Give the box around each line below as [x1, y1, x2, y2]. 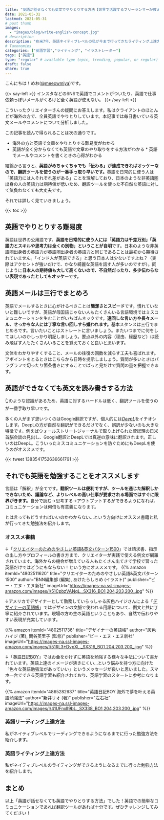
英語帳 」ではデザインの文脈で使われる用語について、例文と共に [26, 604, 154, 610]
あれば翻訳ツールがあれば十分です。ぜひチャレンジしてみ [43, 804, 159, 810]
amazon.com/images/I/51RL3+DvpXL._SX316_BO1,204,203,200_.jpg [5, 643, 142, 649]
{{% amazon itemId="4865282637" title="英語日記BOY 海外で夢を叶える [5, 688, 151, 694]
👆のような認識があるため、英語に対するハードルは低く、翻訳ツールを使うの [5, 398, 159, 404]
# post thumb [5, 21, 32, 26]
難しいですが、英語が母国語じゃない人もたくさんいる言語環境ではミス [13, 309, 155, 315]
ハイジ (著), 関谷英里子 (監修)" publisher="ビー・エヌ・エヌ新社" [5, 633, 135, 639]
